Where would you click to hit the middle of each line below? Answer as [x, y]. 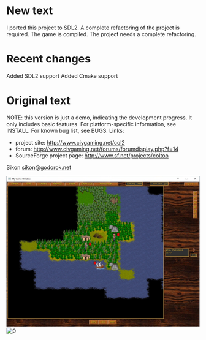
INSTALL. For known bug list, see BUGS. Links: [65, 130]
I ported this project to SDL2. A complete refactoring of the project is [93, 28]
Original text [38, 101]
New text [30, 11]
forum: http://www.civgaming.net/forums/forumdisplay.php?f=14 [97, 149]
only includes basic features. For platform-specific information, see [91, 124]
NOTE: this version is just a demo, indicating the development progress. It [99, 118]
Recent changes [48, 59]
